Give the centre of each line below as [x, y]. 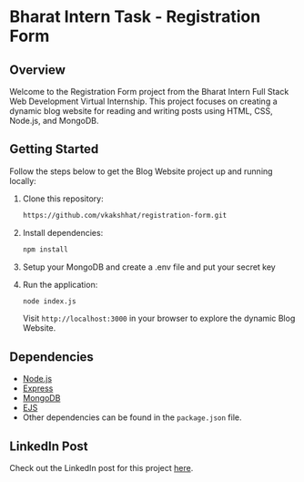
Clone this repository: [63, 199]
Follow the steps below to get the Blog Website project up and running [141, 171]
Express [38, 388]
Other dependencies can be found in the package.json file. [132, 417]
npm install [45, 249]
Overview [38, 70]
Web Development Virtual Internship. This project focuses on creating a [143, 101]
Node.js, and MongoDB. [54, 121]
